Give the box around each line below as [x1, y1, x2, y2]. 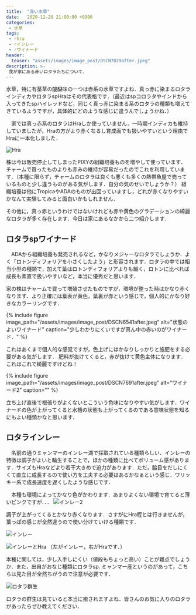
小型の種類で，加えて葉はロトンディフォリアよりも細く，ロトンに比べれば [11, 266, 190, 273]
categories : [6, 19, 35, 25]
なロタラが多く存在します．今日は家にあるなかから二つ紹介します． [6, 215, 170, 222]
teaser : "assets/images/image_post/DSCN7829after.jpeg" [11, 58, 150, 63]
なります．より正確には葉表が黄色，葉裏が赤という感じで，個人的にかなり [6, 293, 185, 300]
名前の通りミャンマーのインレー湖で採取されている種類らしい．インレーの [11, 449, 191, 456]
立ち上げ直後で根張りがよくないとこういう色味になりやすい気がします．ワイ [6, 399, 190, 406]
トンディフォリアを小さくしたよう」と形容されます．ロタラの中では [21, 258, 185, 265]
